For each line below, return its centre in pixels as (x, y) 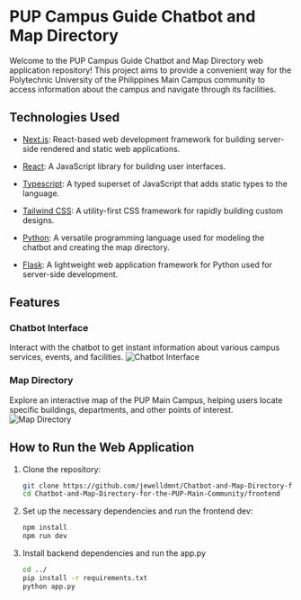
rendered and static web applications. (110, 148)
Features (35, 303)
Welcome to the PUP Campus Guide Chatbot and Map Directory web (136, 60)
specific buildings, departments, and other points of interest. (121, 409)
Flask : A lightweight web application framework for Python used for (147, 264)
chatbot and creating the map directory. (96, 247)
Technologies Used (64, 117)
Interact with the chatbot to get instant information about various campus (145, 347)
